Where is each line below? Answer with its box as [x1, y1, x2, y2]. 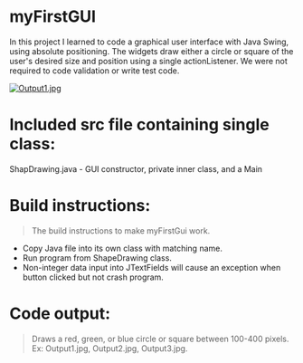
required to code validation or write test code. [9, 65, 180, 76]
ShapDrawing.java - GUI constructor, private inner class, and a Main [9, 163, 263, 174]
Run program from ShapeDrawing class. [22, 252, 172, 263]
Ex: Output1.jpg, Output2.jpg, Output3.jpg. [31, 342, 188, 354]
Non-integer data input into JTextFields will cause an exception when [22, 262, 281, 272]
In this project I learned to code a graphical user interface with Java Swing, [9, 36, 289, 47]
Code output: [9, 303, 111, 323]
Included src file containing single [9, 115, 270, 135]
